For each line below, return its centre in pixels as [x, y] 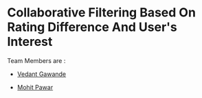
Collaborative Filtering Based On [101, 13]
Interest [30, 42]
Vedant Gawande [42, 74]
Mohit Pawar [35, 87]
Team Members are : [36, 60]
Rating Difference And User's [92, 27]
